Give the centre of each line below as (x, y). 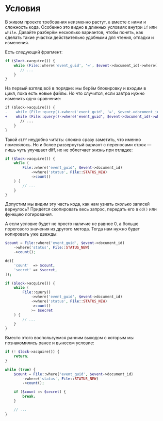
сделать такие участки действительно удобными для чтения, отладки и (80, 37)
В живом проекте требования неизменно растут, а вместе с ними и (76, 22)
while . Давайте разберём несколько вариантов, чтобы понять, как (74, 32)
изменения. (17, 42)
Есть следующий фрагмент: (34, 52)
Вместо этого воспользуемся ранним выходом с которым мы (69, 338)
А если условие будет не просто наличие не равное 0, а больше (72, 224)
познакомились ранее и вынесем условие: (50, 343)
